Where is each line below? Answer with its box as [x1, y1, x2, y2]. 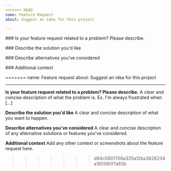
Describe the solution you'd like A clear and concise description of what [5, 110, 159, 116]
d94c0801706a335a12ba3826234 [94, 155, 165, 161]
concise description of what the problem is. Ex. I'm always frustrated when [5, 94, 162, 100]
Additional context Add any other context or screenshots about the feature [5, 140, 163, 146]
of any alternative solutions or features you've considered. [5, 130, 128, 136]
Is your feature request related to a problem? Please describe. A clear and [5, 89, 164, 95]
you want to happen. [5, 115, 48, 121]
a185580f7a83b [94, 161, 127, 167]
